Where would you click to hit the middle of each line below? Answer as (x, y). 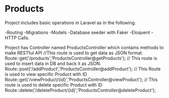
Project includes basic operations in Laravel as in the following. (70, 23)
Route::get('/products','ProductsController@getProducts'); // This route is (81, 58)
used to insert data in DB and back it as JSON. (53, 63)
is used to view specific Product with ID (46, 74)
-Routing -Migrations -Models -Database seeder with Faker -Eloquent (77, 32)
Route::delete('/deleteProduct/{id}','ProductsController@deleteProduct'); (80, 90)
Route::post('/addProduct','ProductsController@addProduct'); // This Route (83, 69)
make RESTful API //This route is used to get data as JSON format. (74, 53)
